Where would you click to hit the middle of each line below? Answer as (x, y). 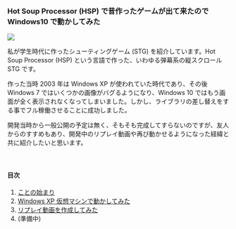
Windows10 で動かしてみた (54, 21)
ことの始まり (36, 192)
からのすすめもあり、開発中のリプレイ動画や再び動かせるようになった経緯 (115, 134)
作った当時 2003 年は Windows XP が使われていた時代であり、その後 (107, 84)
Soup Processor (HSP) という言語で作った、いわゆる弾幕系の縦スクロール (115, 60)
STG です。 (24, 69)
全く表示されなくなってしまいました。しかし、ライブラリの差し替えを (121, 102)
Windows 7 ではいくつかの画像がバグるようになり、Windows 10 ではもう (113, 93)
